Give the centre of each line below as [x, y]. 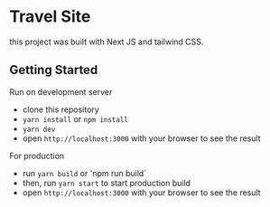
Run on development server [61, 91]
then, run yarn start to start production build [107, 183]
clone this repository [61, 109]
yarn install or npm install [75, 118]
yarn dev [39, 129]
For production [37, 155]
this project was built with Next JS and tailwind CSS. [107, 42]
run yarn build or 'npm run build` [84, 173]
